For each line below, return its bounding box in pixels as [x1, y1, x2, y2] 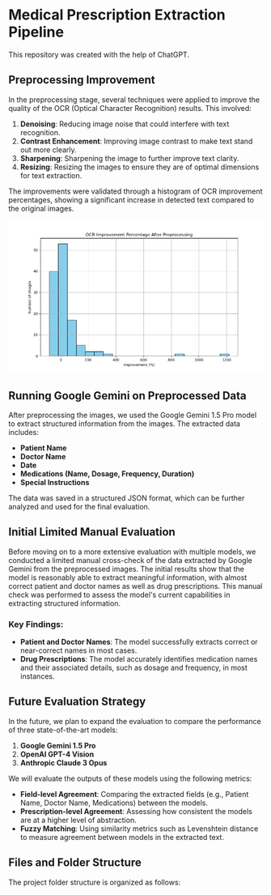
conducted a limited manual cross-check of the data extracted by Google [8, 555, 252, 565]
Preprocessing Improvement [8, 73, 155, 87]
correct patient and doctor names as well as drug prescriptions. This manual [8, 581, 263, 590]
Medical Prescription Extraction [8, 6, 226, 24]
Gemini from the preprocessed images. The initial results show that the [8, 564, 244, 573]
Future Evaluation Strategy [8, 695, 146, 709]
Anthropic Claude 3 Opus [19, 757, 108, 767]
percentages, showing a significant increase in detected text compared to [8, 194, 255, 204]
